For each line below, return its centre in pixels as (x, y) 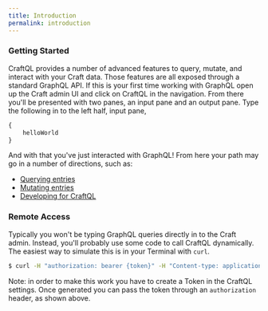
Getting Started (39, 51)
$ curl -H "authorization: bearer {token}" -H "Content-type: (114, 266)
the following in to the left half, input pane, (77, 110)
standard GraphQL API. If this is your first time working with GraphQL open (131, 85)
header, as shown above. (49, 298)
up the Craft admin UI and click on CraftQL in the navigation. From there (126, 93)
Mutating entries (47, 187)
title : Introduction (43, 16)
